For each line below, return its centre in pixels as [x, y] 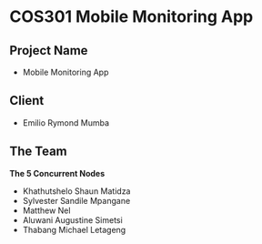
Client [27, 101]
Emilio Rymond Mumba [66, 122]
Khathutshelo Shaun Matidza [76, 191]
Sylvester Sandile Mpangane [76, 200]
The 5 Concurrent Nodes [57, 173]
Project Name [49, 51]
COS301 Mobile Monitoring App [131, 17]
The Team [39, 152]
